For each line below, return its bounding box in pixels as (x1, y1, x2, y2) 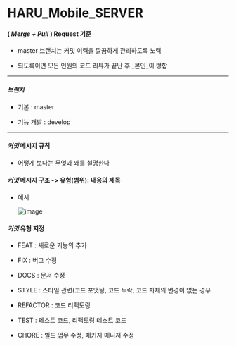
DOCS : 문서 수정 (17, 271, 65, 280)
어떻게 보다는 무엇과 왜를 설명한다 (17, 159, 110, 167)
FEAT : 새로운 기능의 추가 (17, 241, 87, 249)
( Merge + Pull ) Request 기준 (7, 30, 92, 38)
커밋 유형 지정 (7, 224, 44, 233)
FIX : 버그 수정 (17, 256, 58, 265)
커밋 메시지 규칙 (7, 142, 51, 150)
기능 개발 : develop (17, 118, 71, 126)
